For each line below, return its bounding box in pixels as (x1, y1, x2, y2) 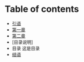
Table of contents (4, 3, 79, 15)
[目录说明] (11, 39, 33, 45)
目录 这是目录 (11, 45, 40, 51)
